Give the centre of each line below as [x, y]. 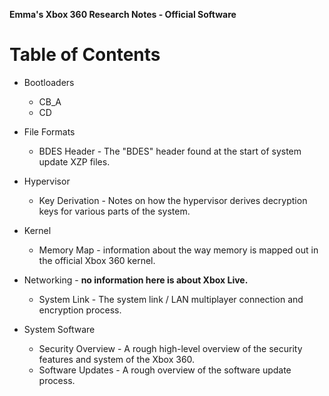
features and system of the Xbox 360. [117, 359]
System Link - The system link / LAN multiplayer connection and [171, 299]
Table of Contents [85, 55]
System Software [59, 329]
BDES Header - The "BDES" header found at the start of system [170, 151]
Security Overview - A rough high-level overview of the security [170, 348]
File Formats [49, 131]
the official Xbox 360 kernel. [97, 260]
